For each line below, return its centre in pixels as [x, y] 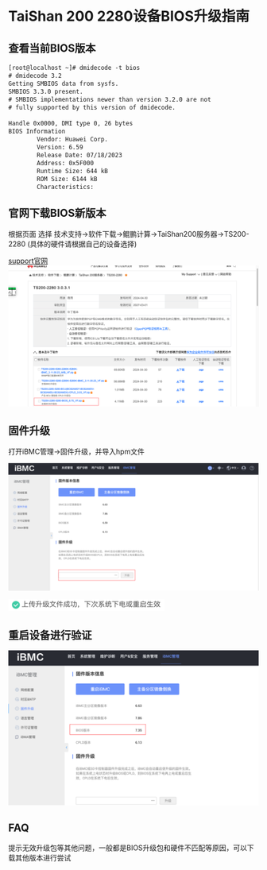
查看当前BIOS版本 [52, 48]
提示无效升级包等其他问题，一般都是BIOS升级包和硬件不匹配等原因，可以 [128, 848]
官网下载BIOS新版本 [57, 213]
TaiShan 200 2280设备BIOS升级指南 [129, 16]
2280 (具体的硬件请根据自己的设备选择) [73, 244]
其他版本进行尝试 [43, 858]
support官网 [28, 261]
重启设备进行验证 [50, 635]
